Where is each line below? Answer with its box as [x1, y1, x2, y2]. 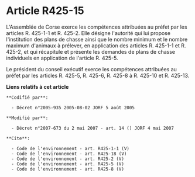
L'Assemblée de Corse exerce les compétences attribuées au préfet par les [6, 23, 187, 30]
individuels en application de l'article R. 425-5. [6, 54, 118, 61]
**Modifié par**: [6, 115, 49, 121]
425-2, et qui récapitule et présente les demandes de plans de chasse [6, 48, 176, 55]
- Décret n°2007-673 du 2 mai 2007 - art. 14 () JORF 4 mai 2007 [11, 125, 175, 131]
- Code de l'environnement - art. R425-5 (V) [11, 161, 125, 167]
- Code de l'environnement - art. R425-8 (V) [11, 166, 125, 172]
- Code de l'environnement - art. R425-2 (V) [11, 156, 125, 162]
